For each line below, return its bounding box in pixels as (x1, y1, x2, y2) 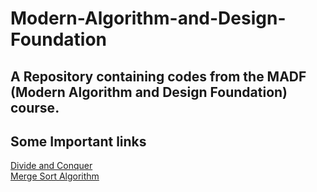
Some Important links (10, 133, 147, 150)
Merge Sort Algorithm (10, 170, 100, 182)
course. (10, 99, 60, 116)
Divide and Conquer (10, 160, 93, 172)
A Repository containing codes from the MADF (10, 68, 307, 85)
